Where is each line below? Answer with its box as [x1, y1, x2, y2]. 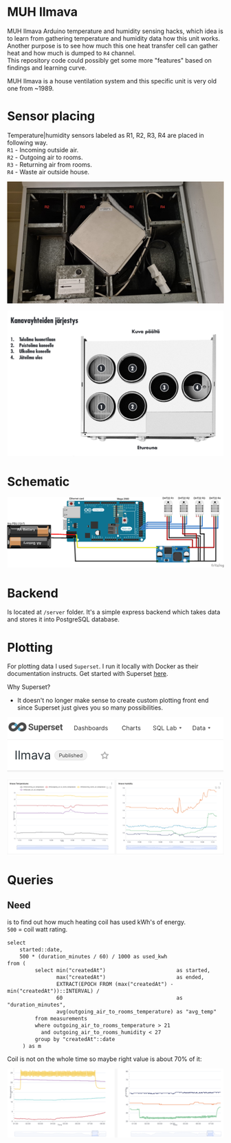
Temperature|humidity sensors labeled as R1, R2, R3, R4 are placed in [7, 131, 204, 139]
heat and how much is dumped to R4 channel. [7, 49, 136, 57]
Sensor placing [7, 108, 96, 124]
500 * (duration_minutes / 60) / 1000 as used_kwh [19, 953, 168, 960]
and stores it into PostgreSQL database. [7, 615, 120, 624]
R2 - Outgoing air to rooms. [7, 153, 83, 161]
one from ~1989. [7, 84, 54, 92]
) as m [22, 1042, 41, 1049]
